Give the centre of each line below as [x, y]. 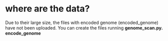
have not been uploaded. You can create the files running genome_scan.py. [84, 27]
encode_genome [23, 33]
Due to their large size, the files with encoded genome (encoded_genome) [82, 22]
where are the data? [48, 9]
